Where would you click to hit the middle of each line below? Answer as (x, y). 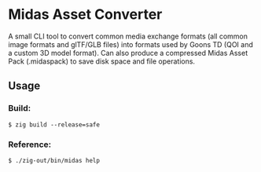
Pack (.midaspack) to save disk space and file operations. (101, 61)
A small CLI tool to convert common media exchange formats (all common (128, 36)
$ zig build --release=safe (54, 124)
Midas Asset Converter (85, 15)
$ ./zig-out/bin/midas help (54, 160)
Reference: (30, 145)
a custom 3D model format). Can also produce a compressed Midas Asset (128, 53)
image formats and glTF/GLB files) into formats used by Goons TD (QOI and (130, 44)
